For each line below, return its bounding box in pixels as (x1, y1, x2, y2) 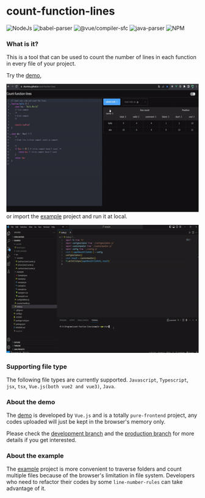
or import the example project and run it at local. (6, 212, 128, 220)
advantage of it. (6, 485, 46, 492)
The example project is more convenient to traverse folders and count (6, 465, 182, 473)
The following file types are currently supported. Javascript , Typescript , (6, 376, 189, 383)
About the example (6, 452, 64, 460)
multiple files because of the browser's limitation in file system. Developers (6, 472, 195, 479)
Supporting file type (6, 362, 67, 371)
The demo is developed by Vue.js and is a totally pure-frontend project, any (6, 411, 197, 419)
